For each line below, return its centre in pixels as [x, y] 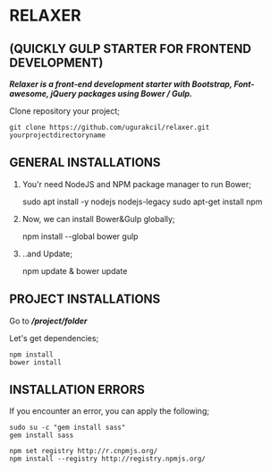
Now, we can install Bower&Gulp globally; [99, 219]
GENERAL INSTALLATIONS [85, 163]
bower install [36, 362]
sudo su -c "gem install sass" [68, 428]
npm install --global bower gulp [80, 236]
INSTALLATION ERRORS [77, 390]
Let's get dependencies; [54, 338]
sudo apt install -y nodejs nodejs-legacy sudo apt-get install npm [142, 202]
